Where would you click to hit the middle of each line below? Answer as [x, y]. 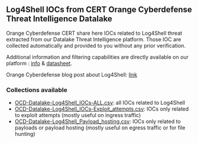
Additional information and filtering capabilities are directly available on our [98, 57]
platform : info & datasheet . [39, 63]
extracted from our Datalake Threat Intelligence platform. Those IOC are [94, 39]
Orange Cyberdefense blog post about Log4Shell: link [72, 74]
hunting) [25, 134]
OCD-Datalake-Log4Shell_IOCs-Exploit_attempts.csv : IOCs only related [102, 109]
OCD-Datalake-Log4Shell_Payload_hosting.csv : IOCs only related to [98, 122]
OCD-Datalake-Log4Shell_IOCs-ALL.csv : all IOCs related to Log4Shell [100, 103]
